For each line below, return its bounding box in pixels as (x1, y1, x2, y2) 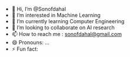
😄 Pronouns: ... (11, 39, 50, 46)
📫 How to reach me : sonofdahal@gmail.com (11, 31, 122, 37)
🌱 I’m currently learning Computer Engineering (11, 18, 125, 24)
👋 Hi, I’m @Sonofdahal (11, 6, 66, 12)
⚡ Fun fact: (11, 45, 38, 52)
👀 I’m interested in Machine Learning (11, 12, 101, 19)
